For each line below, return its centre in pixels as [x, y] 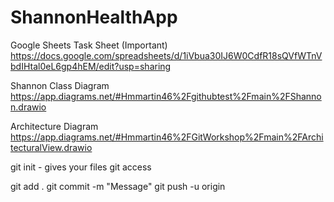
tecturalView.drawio [51, 147]
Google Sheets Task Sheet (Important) [89, 45]
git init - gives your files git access [81, 167]
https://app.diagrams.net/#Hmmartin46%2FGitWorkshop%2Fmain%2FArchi [167, 137]
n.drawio [28, 107]
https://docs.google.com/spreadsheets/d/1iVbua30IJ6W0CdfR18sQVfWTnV [166, 55]
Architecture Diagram [54, 126]
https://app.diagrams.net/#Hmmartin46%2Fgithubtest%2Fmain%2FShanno [166, 96]
